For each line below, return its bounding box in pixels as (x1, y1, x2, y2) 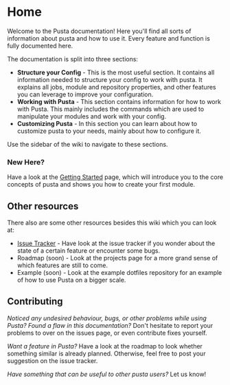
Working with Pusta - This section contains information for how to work (16, 97, 222, 105)
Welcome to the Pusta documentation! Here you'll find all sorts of (7, 27, 192, 35)
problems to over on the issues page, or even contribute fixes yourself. (7, 329, 207, 337)
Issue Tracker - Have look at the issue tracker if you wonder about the (16, 239, 216, 248)
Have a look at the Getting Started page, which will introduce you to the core (7, 173, 224, 181)
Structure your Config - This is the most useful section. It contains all (16, 68, 215, 76)
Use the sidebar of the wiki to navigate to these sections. (7, 140, 168, 148)
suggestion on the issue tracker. (7, 356, 98, 365)
